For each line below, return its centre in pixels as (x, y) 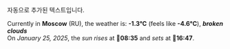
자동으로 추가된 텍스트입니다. (46, 10)
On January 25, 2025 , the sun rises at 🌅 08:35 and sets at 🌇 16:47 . (101, 38)
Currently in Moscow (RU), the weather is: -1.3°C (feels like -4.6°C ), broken (115, 23)
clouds (17, 31)
